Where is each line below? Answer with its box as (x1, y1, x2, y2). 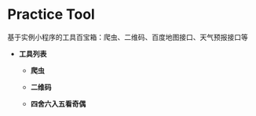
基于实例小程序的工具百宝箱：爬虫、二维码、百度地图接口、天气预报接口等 (7, 32, 248, 42)
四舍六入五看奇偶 (30, 99, 86, 108)
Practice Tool (7, 5, 95, 24)
